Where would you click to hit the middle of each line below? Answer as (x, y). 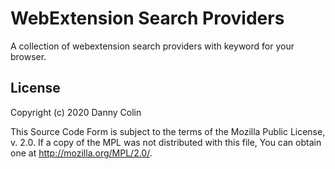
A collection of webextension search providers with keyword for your (152, 46)
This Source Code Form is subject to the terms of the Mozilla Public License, (168, 131)
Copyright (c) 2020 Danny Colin (76, 112)
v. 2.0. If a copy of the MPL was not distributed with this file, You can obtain (166, 142)
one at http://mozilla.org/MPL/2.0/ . (81, 153)
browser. (28, 56)
